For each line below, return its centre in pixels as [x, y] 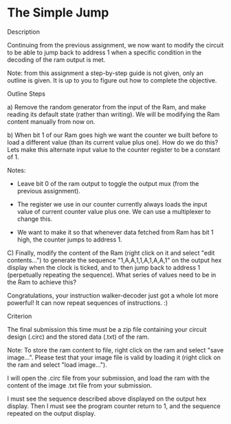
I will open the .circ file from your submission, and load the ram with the [108, 378]
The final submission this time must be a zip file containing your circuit [107, 329]
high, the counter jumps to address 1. [69, 240]
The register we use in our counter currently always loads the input [112, 204]
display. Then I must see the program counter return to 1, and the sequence [114, 406]
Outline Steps [26, 94]
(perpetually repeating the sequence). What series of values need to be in [112, 275]
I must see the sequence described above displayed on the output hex [107, 399]
